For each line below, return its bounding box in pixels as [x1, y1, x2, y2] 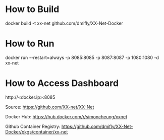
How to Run [5, 38, 54, 49]
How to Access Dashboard [5, 78, 119, 89]
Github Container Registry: [5, 123, 61, 129]
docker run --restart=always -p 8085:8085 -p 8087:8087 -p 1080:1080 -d [5, 54, 159, 60]
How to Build [5, 4, 60, 15]
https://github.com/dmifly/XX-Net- [61, 123, 133, 129]
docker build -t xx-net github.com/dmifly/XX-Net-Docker [5, 20, 124, 26]
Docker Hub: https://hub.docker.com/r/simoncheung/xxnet [5, 113, 128, 119]
